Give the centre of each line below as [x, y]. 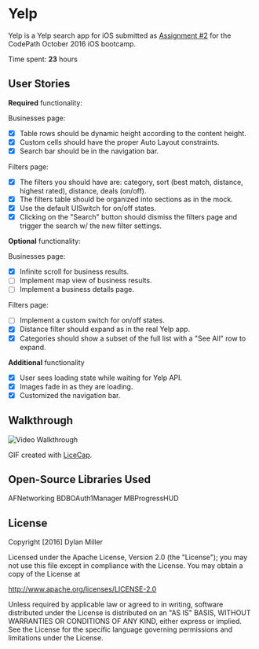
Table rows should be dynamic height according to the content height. [133, 133]
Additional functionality [46, 362]
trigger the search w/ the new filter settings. [91, 226]
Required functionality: [45, 102]
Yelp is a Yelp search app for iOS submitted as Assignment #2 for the [120, 35]
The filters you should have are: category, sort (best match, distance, [131, 182]
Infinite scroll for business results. [74, 271]
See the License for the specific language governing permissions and [120, 629]
